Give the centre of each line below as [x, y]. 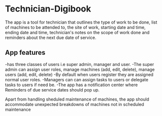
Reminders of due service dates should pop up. [52, 90]
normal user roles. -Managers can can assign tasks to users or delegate [77, 79]
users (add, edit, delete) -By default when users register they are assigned [79, 74]
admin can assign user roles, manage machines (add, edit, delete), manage [80, 69]
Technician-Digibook [48, 9]
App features [25, 53]
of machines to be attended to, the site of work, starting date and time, [75, 27]
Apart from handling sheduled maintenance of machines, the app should [77, 99]
